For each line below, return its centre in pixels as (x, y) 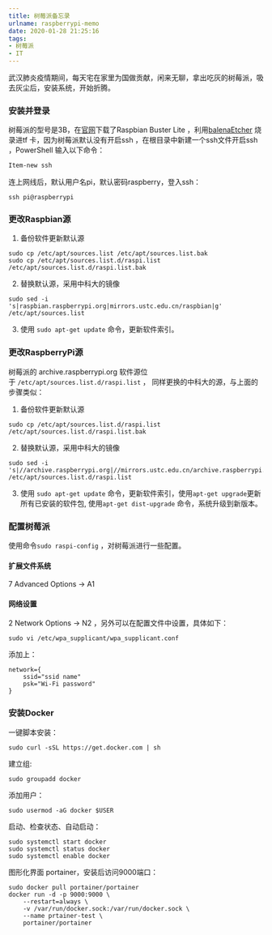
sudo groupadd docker (45, 779)
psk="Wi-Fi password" (59, 684)
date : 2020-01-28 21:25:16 (54, 31)
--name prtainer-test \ (63, 916)
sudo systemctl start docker (57, 842)
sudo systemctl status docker (59, 849)
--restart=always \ (56, 901)
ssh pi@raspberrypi (41, 198)
